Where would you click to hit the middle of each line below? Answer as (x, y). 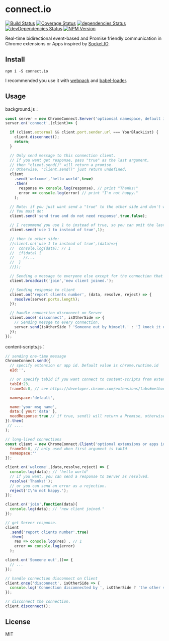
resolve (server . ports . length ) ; (47, 299)
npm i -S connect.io (27, 71)
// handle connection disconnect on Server (56, 313)
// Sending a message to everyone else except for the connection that (87, 276)
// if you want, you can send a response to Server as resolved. (80, 476)
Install (15, 60)
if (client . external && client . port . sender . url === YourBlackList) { (84, 132)
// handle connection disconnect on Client (52, 578)
